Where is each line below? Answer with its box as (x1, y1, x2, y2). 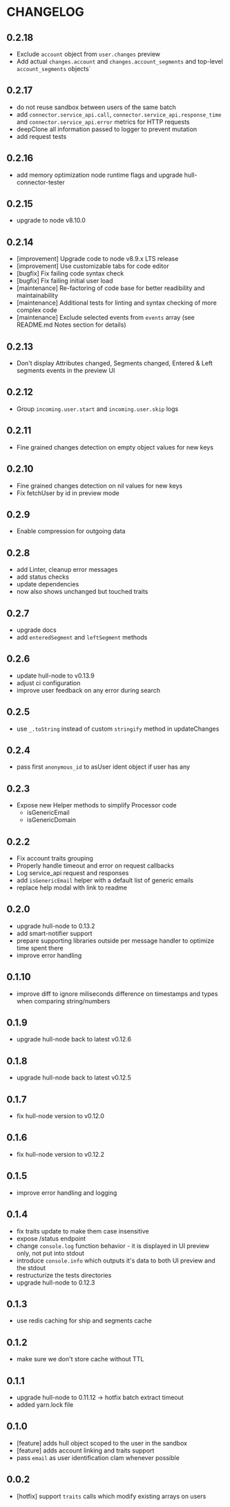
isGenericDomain (26, 816, 77, 824)
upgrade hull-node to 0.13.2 (16, 921, 95, 930)
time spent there (16, 943, 64, 952)
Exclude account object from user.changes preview (16, 50, 160, 58)
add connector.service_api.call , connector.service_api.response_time (16, 110, 222, 118)
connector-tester (16, 177, 65, 186)
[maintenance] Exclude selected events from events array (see (16, 314, 195, 322)
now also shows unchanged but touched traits (16, 588, 148, 596)
